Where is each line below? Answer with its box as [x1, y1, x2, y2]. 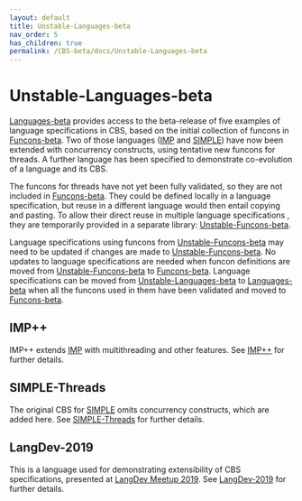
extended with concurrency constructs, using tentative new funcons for [9, 144, 276, 155]
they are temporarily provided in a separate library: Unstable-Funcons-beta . [9, 219, 291, 230]
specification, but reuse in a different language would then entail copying [9, 200, 281, 211]
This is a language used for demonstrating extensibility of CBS [9, 464, 242, 475]
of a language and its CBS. [9, 163, 108, 174]
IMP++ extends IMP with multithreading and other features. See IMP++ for [9, 344, 286, 355]
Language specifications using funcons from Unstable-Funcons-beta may [9, 237, 284, 248]
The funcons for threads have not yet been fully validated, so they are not [9, 181, 283, 192]
